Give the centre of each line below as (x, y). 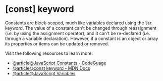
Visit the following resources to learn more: (49, 53)
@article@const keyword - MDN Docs (51, 68)
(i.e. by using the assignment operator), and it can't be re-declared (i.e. (78, 33)
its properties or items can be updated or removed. (57, 43)
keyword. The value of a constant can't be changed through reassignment (81, 28)
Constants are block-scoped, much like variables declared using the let (79, 23)
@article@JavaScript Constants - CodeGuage (59, 63)
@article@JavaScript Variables (44, 73)
